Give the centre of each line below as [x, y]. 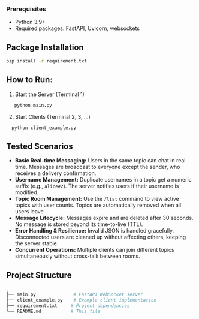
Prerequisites [26, 9]
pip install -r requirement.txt [46, 61]
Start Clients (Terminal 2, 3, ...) [53, 116]
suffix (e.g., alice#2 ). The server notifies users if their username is [97, 186]
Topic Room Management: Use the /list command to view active [97, 199]
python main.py [33, 105]
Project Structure [39, 275]
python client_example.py [44, 128]
